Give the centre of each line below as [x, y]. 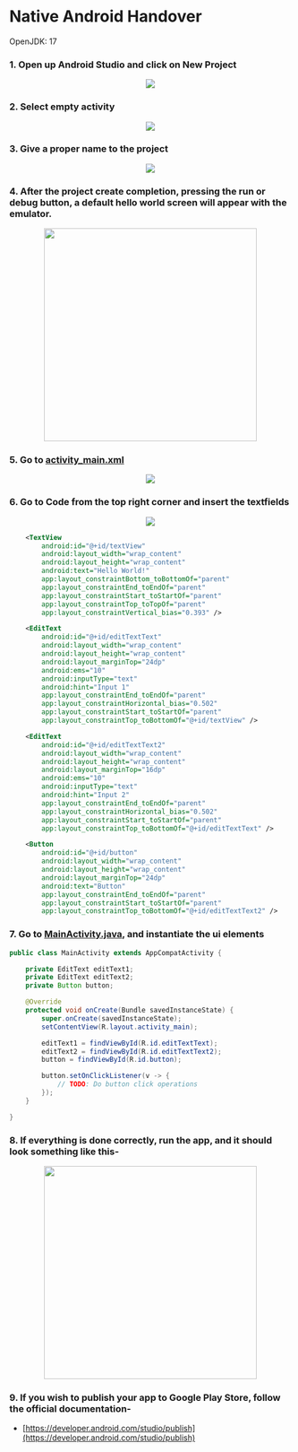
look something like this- [64, 1152]
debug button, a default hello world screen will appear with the [148, 202]
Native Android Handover [106, 17]
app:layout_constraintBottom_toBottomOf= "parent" [136, 579]
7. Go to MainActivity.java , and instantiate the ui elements [137, 935]
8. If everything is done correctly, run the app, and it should [141, 1140]
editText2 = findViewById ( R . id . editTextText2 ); [132, 1051]
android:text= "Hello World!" [96, 571]
